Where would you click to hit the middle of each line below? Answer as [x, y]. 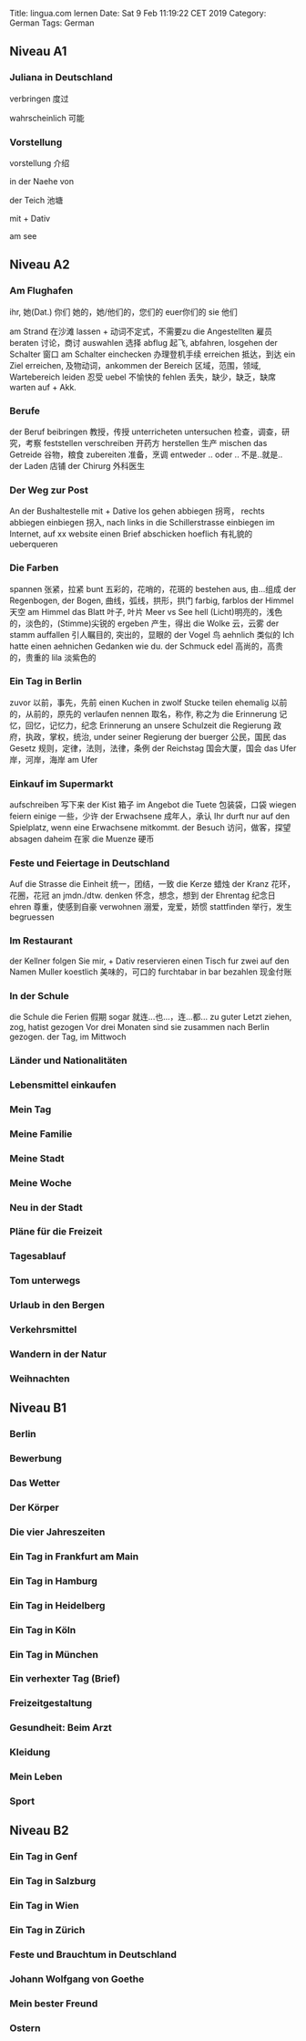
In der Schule [40, 995]
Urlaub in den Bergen [57, 1306]
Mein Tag [31, 1109]
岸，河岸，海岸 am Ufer [54, 759]
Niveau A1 [38, 52]
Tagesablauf [38, 1256]
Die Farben [34, 568]
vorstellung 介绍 [40, 162]
